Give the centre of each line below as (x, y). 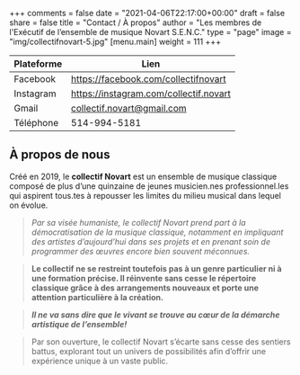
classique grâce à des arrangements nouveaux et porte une (145, 288)
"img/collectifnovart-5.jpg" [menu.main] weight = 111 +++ (115, 41)
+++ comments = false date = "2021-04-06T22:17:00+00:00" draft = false (147, 13)
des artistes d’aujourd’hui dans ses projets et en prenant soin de (151, 241)
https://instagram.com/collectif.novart (150, 94)
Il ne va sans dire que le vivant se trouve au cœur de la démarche (155, 315)
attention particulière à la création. (97, 297)
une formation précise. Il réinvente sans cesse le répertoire (144, 278)
